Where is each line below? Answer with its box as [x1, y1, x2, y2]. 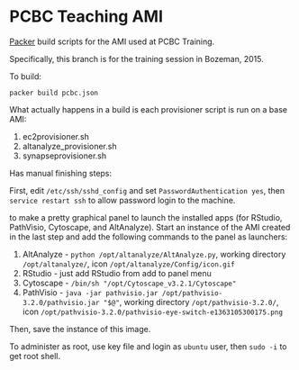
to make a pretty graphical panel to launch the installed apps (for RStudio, [9, 212, 283, 222]
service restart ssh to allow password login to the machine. [9, 194, 236, 205]
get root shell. [9, 350, 61, 361]
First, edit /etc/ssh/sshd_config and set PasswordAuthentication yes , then [9, 185, 285, 195]
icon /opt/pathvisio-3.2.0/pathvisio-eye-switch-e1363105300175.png [22, 306, 284, 317]
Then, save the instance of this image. [9, 323, 151, 334]
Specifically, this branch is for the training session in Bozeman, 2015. [9, 53, 264, 64]
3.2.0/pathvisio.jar [22, 298, 100, 307]
